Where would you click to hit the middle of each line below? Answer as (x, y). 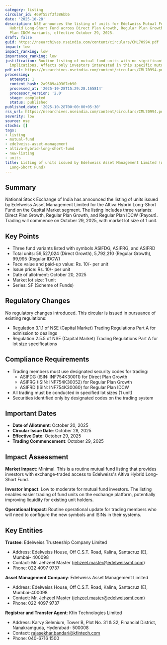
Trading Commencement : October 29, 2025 (58, 441)
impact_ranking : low (27, 51)
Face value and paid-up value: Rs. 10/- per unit (60, 264)
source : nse (17, 121)
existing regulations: (26, 318)
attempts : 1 (22, 79)
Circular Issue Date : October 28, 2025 (52, 431)
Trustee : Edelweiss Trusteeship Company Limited (56, 542)
